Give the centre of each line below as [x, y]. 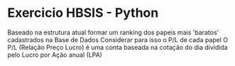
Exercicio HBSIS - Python [83, 13]
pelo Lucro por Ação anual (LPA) [55, 55]
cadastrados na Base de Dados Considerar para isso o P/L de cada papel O [118, 39]
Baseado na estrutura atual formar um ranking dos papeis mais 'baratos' [113, 32]
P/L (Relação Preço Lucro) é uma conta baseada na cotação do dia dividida [118, 47]
